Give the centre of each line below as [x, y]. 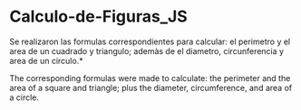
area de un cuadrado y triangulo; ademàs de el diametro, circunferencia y [146, 50]
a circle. [24, 97]
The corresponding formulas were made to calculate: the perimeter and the [150, 78]
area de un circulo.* [46, 60]
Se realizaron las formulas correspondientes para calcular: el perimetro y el [150, 41]
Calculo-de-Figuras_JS [98, 17]
